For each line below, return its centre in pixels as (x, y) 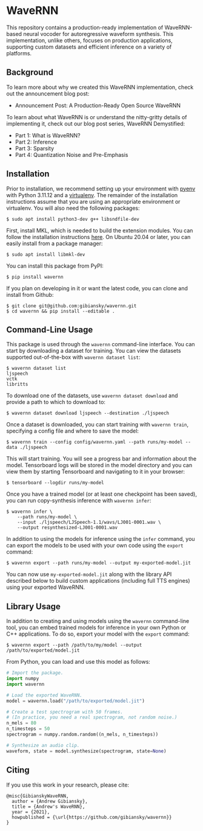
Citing (18, 770)
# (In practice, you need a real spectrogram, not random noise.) (92, 718)
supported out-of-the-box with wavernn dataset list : (73, 357)
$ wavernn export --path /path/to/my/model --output (74, 645)
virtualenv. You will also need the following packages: (73, 208)
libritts (17, 384)
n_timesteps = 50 (28, 729)
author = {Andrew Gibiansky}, (50, 801)
